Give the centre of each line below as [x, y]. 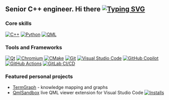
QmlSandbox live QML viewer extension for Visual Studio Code [78, 92]
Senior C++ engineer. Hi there [53, 9]
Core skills [18, 23]
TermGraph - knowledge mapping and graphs [60, 87]
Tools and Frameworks [34, 47]
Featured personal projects [39, 76]
